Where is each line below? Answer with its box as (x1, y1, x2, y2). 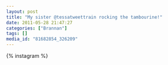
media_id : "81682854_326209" (6, 36, 78, 42)
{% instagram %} (6, 53, 49, 59)
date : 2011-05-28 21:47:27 (6, 19, 73, 25)
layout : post (6, 8, 38, 15)
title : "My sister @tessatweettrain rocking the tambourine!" (6, 14, 163, 20)
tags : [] (6, 31, 28, 37)
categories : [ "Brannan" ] (6, 25, 67, 31)
